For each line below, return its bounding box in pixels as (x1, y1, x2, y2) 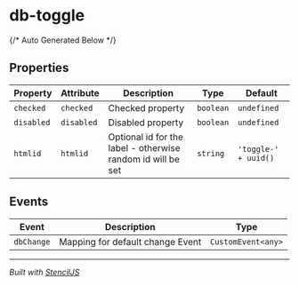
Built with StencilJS (9, 266, 80, 277)
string (197, 148, 225, 158)
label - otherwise (108, 141, 181, 154)
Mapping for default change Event (59, 235, 202, 248)
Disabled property (108, 116, 184, 129)
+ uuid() (237, 153, 275, 163)
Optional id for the (108, 131, 184, 143)
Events (9, 195, 49, 210)
